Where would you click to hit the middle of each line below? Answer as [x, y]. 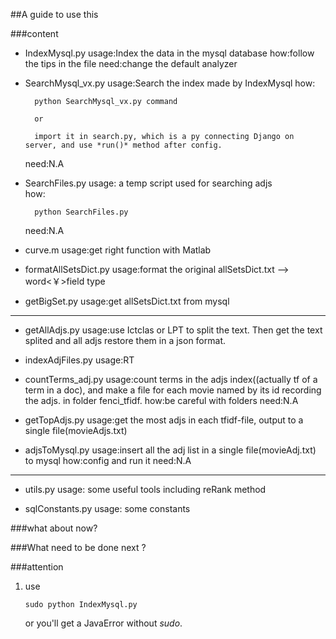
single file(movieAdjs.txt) [76, 430]
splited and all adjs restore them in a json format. [125, 340]
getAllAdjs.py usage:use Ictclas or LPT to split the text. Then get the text [173, 330]
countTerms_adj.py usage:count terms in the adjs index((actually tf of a [171, 379]
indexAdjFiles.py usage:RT [79, 360]
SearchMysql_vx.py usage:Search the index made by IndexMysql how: [170, 83]
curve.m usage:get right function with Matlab [118, 250]
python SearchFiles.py [81, 212]
